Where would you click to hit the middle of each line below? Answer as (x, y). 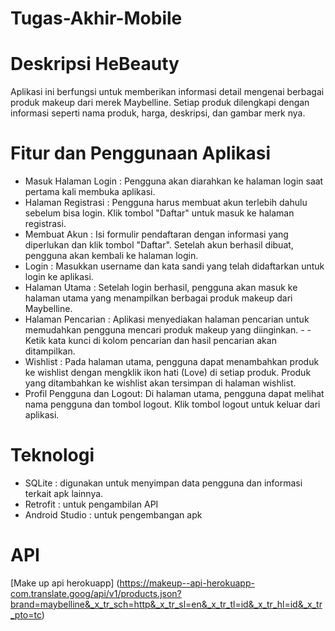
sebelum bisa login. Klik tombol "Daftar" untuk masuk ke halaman (159, 213)
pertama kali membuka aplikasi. (90, 192)
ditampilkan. (50, 351)
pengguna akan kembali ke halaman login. (111, 256)
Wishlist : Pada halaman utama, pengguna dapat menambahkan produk (172, 362)
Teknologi (52, 455)
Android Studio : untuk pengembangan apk (113, 515)
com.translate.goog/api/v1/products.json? (96, 593)
